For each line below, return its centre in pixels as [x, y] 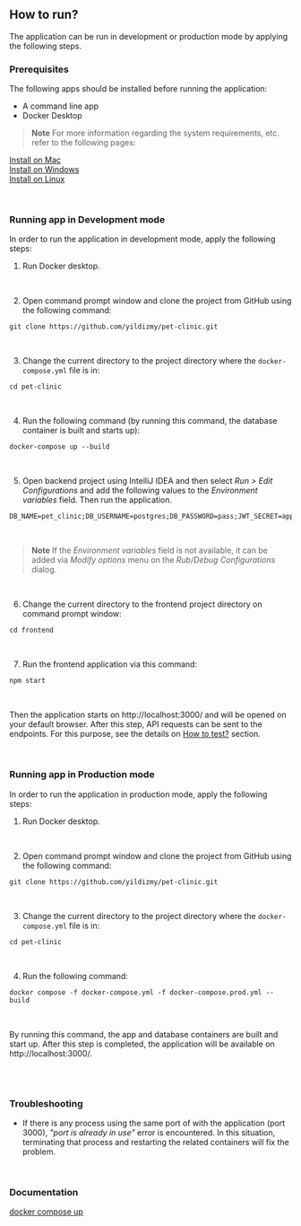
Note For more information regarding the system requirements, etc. [155, 133]
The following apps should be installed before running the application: [138, 89]
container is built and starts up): [81, 431]
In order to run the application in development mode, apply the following [142, 239]
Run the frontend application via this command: [110, 664]
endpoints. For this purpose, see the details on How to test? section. [135, 734]
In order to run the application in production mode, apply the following [138, 794]
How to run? [44, 15]
